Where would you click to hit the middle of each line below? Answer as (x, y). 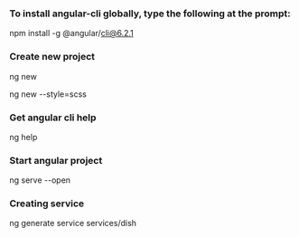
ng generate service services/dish (73, 223)
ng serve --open (40, 180)
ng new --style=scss (48, 94)
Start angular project (56, 160)
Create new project (52, 57)
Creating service (47, 204)
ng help (23, 137)
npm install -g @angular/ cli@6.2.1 (71, 33)
